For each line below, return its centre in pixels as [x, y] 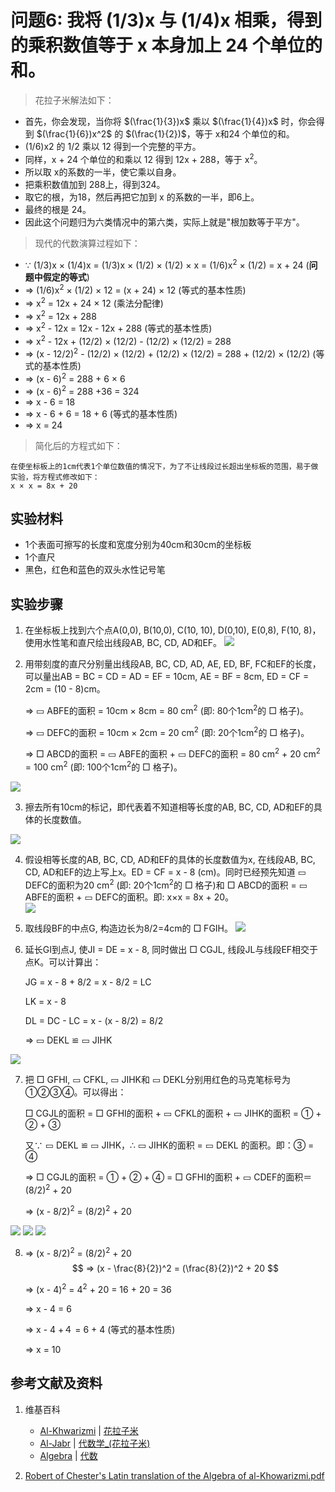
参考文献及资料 [56, 1383]
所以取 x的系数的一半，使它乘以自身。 [103, 172]
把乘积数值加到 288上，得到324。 [95, 184]
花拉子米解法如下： [74, 100]
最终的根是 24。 [58, 209]
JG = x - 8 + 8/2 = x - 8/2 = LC [88, 982]
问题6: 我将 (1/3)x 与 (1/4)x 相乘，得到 [166, 20]
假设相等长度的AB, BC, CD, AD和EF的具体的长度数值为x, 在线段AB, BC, [170, 859]
